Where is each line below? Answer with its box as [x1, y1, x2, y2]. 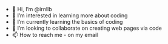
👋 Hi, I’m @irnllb [12, 6, 53, 12]
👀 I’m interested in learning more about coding [12, 12, 128, 19]
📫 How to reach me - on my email [12, 32, 98, 38]
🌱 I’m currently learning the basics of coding [12, 18, 123, 25]
